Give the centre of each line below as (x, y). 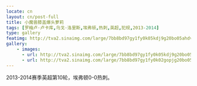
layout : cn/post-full (33, 17)
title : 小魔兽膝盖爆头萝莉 (35, 22)
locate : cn (19, 11)
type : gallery (23, 33)
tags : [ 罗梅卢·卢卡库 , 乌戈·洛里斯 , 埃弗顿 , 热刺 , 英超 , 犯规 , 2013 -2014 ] (83, 28)
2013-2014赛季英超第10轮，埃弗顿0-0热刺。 (60, 77)
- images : (29, 49)
